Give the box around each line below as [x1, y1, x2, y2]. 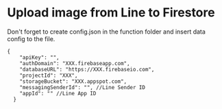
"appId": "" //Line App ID [19, 90, 97, 97]
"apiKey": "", [19, 53, 60, 61]
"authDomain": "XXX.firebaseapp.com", [19, 60, 130, 66]
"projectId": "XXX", [19, 72, 78, 79]
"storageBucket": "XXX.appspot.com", [19, 77, 127, 85]
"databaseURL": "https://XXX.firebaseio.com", [19, 66, 155, 73]
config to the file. [7, 34, 56, 43]
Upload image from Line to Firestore [7, 5, 215, 21]
